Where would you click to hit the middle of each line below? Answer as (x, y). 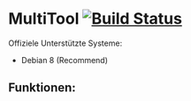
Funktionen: (42, 88)
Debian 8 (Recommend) (64, 60)
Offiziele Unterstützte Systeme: (65, 43)
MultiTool (44, 19)
